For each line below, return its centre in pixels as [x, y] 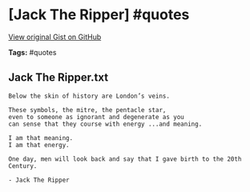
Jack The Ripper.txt [58, 78]
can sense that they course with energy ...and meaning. [105, 124]
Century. [23, 166]
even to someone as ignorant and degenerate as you [96, 117]
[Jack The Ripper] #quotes [99, 15]
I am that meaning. [41, 138]
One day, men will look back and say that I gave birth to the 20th [125, 159]
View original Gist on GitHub [55, 37]
